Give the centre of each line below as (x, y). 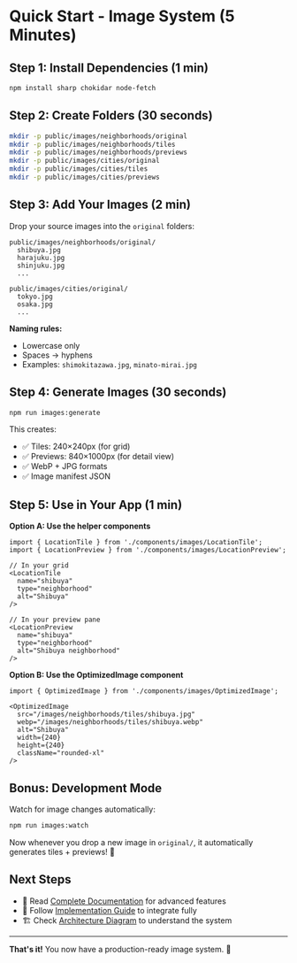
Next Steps (40, 879)
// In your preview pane (55, 620)
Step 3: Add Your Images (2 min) (100, 205)
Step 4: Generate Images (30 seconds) (118, 393)
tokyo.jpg (35, 297)
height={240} (41, 745)
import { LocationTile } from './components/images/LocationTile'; (136, 543)
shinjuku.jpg (41, 266)
